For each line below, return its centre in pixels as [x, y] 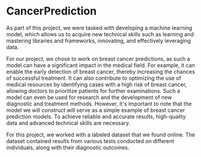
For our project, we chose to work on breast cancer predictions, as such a [98, 59]
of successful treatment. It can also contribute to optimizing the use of [94, 78]
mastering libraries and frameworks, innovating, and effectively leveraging [99, 40]
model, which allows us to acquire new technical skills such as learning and [100, 34]
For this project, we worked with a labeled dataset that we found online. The [101, 135]
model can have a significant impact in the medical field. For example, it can [101, 65]
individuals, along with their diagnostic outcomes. [68, 147]
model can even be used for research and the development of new [89, 97]
